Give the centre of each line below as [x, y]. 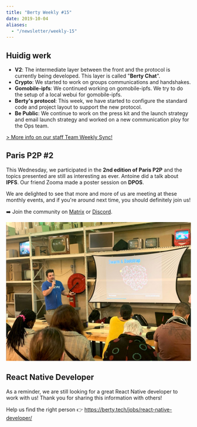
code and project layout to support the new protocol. [78, 107]
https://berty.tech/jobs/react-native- [128, 409]
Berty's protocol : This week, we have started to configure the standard [101, 101]
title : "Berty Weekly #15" [39, 12]
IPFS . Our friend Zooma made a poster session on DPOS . [75, 182]
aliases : [17, 25]
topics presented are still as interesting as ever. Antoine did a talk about [92, 176]
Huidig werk [29, 56]
